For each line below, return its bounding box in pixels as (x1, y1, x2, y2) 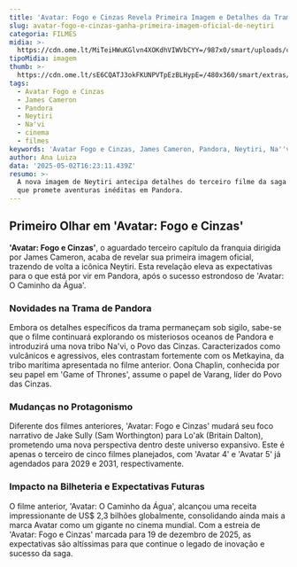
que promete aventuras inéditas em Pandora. (17, 186, 184, 195)
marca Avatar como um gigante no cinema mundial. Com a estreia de (9, 519, 261, 530)
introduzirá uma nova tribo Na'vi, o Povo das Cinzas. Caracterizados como (9, 341, 281, 352)
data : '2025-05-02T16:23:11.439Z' (9, 161, 137, 170)
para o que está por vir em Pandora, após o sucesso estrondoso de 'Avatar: (9, 270, 285, 281)
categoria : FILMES (9, 29, 77, 38)
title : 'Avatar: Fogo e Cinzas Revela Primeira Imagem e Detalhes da (9, 12, 271, 22)
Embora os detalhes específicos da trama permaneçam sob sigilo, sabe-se (9, 322, 282, 333)
